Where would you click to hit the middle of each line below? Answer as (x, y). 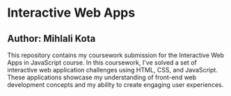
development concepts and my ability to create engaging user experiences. (115, 85)
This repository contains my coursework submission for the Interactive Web (116, 55)
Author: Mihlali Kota (51, 39)
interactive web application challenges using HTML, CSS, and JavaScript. (112, 70)
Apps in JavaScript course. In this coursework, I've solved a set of (102, 63)
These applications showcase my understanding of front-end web (102, 77)
